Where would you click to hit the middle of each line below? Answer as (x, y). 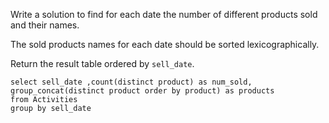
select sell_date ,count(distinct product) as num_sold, (131, 82)
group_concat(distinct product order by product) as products (142, 91)
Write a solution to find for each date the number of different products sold (164, 14)
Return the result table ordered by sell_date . (102, 63)
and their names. (45, 25)
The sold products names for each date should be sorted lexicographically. (165, 44)
